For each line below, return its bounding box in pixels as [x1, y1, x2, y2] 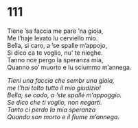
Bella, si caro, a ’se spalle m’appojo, [7, 41, 108, 49]
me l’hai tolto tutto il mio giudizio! [7, 84, 102, 92]
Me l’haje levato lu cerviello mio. [7, 34, 98, 42]
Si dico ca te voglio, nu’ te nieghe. [7, 49, 103, 57]
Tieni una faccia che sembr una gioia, [7, 76, 115, 84]
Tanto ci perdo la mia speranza [7, 105, 96, 114]
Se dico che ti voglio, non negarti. [7, 98, 103, 106]
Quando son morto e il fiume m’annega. [7, 112, 120, 120]
